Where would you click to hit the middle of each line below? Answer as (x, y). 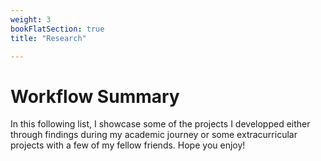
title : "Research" (48, 38)
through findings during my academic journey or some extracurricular (154, 135)
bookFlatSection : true (57, 29)
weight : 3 (31, 19)
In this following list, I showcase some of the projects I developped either (160, 124)
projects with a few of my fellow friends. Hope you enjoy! (128, 145)
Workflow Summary (95, 96)
